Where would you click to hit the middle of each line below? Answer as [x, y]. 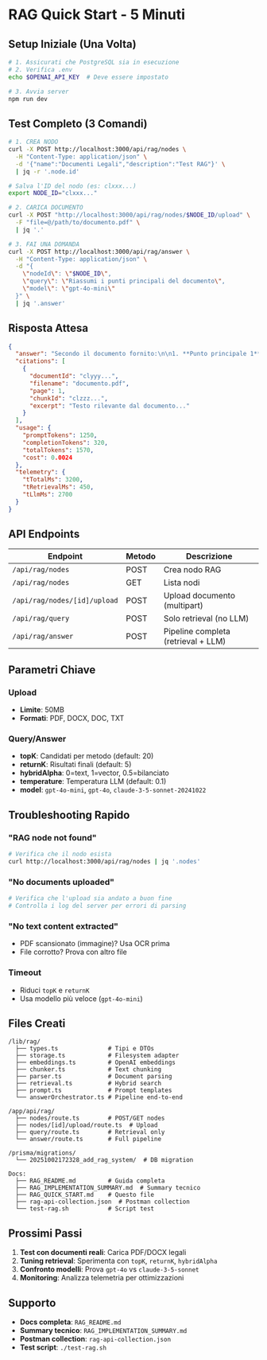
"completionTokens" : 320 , [66, 442]
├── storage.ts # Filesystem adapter [97, 1056]
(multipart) [184, 606]
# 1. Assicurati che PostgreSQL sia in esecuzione [94, 62]
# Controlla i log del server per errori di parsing [97, 906]
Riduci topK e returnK [54, 990]
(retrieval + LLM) [195, 641]
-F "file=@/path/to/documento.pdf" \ [78, 223]
